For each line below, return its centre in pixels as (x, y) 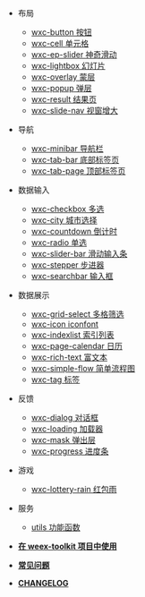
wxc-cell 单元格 (60, 43)
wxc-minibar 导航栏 (67, 149)
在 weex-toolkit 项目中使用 (67, 546)
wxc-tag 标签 (55, 380)
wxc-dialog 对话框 (64, 418)
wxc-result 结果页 (64, 99)
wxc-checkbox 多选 (68, 209)
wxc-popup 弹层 (61, 88)
